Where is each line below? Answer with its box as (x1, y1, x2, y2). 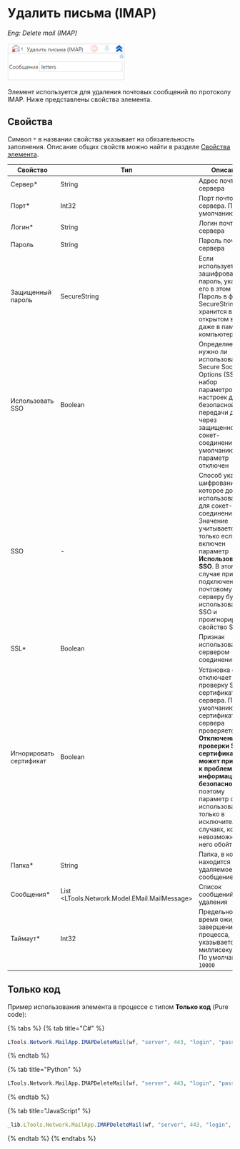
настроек (199, 393, 228, 401)
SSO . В (199, 562, 220, 571)
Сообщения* (10, 890, 51, 898)
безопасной (199, 400, 236, 408)
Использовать (10, 396, 54, 405)
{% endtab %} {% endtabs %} (7, 1134, 96, 1143)
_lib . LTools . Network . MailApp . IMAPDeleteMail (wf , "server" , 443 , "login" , (7, 1121, 232, 1129)
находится (199, 857, 231, 865)
